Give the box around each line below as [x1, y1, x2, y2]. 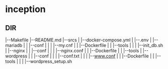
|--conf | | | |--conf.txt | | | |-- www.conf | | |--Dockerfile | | [33, 53, 154, 59]
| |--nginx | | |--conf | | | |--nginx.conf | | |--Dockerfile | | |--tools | [5, 48, 142, 53]
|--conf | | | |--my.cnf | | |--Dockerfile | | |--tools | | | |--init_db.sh [29, 42, 163, 48]
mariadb [5, 42, 23, 48]
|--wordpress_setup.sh [24, 58, 72, 64]
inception [5, 4, 46, 15]
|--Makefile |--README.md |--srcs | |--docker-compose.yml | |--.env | [5, 37, 152, 43]
